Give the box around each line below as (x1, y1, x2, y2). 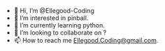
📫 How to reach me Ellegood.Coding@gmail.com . (13, 37, 159, 44)
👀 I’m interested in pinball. (13, 14, 89, 22)
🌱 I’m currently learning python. (13, 21, 105, 29)
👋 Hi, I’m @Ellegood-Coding (13, 7, 94, 14)
